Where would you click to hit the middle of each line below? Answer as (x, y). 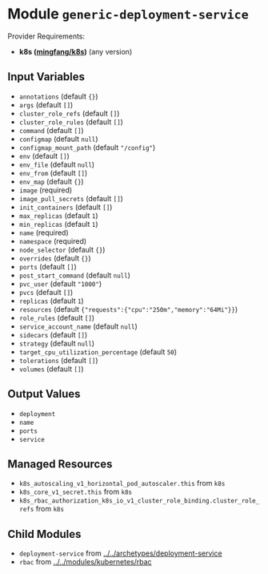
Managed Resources (60, 464)
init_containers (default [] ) (66, 207)
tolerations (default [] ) (58, 360)
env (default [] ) (44, 156)
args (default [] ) (46, 104)
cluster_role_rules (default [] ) (71, 122)
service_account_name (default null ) (78, 326)
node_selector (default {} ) (62, 249)
